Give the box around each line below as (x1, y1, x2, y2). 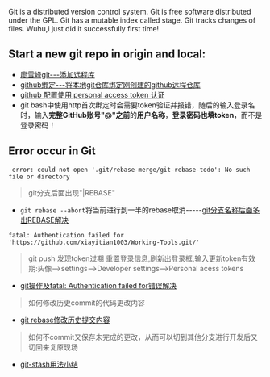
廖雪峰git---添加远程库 (19, 69, 95, 79)
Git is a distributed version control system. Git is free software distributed (8, 7, 251, 16)
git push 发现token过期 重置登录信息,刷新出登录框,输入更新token (27, 253, 242, 263)
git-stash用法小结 (19, 359, 79, 369)
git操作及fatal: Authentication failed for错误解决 (19, 280, 177, 290)
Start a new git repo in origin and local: (8, 48, 206, 61)
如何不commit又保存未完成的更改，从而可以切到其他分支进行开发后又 (27, 332, 258, 341)
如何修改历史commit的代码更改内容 (27, 298, 145, 308)
